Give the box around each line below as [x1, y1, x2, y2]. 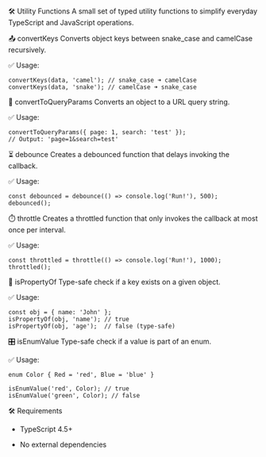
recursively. [8, 45, 47, 54]
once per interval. [8, 225, 66, 234]
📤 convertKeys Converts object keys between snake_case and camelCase [8, 34, 253, 43]
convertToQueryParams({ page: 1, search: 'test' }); [8, 129, 187, 136]
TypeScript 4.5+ [19, 424, 73, 434]
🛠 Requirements [8, 406, 63, 415]
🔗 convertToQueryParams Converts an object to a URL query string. [8, 98, 230, 106]
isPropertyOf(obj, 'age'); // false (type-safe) [8, 322, 176, 330]
